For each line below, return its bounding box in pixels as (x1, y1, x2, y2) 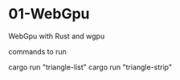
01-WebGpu (8, 5, 90, 23)
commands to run (8, 46, 67, 56)
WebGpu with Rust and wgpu (8, 31, 105, 41)
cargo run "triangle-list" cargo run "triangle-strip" (8, 62, 173, 72)
